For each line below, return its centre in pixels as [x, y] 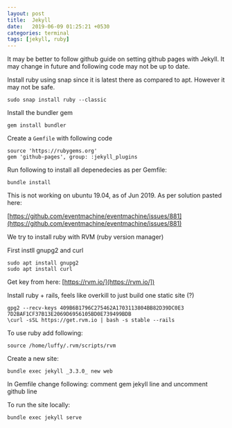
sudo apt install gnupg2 [43, 263]
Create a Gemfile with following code [60, 139]
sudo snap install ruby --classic [57, 100]
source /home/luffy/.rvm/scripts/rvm [62, 346]
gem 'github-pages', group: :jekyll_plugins [72, 157]
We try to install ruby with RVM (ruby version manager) [86, 237]
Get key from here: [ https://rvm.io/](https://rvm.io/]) [81, 282]
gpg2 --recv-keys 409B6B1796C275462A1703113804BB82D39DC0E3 [96, 308]
